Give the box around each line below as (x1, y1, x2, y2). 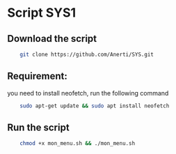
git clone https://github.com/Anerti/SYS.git (19, 51, 154, 58)
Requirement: (7, 70, 68, 82)
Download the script (7, 33, 97, 45)
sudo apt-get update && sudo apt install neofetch (19, 102, 170, 109)
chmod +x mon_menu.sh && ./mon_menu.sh (19, 140, 136, 147)
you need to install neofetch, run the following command (7, 88, 169, 97)
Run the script (7, 121, 70, 133)
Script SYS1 (7, 5, 77, 21)
